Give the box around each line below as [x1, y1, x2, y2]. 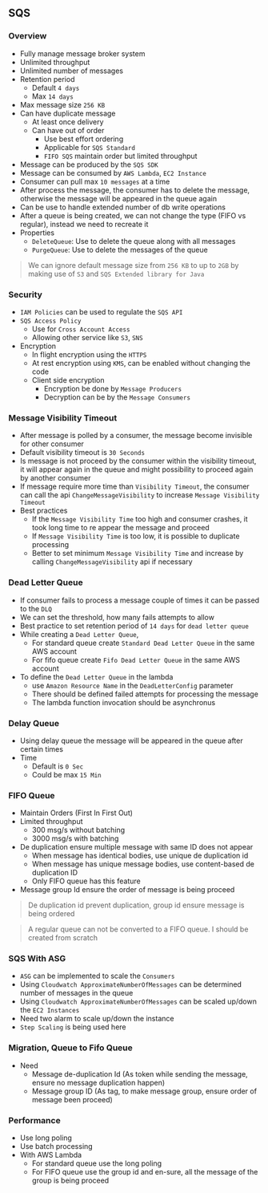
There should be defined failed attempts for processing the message [31, 689, 258, 699]
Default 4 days [31, 83, 80, 92]
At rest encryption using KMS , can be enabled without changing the [31, 358, 250, 367]
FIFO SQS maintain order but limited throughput [43, 151, 198, 160]
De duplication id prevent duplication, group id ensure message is [27, 900, 246, 910]
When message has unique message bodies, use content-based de [31, 859, 254, 869]
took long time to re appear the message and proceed [31, 523, 210, 533]
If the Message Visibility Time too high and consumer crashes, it [31, 514, 248, 524]
